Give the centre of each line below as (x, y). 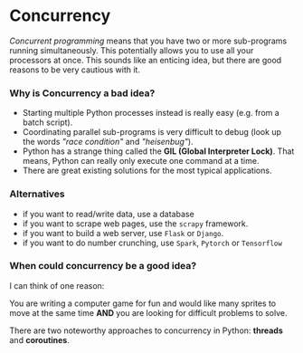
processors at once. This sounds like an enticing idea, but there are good (146, 60)
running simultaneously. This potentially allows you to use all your (132, 50)
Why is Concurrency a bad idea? (82, 93)
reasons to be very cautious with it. (75, 70)
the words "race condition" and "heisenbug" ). (108, 142)
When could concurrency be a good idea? (103, 266)
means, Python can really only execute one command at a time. (141, 161)
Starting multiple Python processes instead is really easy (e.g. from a (151, 113)
